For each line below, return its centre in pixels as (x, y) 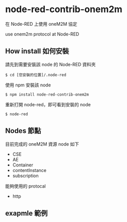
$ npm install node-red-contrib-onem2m (47, 95)
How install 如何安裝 (37, 51)
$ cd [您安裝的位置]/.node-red (36, 75)
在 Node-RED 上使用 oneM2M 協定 (41, 24)
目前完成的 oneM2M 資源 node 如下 (42, 144)
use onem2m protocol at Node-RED (42, 34)
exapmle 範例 (26, 213)
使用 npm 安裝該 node (28, 85)
